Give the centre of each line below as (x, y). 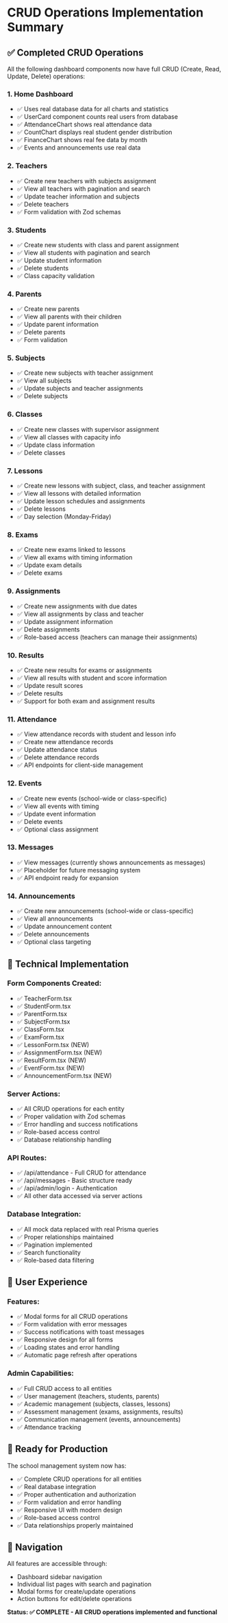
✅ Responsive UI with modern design (69, 1510)
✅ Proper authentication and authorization (76, 1494)
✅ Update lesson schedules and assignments (81, 501)
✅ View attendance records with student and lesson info (97, 734)
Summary (35, 27)
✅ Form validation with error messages (72, 1324)
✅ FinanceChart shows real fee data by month (82, 140)
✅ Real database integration (56, 1486)
